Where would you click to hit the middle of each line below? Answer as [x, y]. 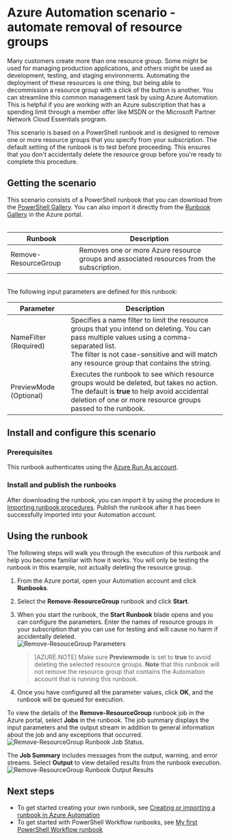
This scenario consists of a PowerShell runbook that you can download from [115, 200]
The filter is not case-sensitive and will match [144, 354]
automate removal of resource [95, 27]
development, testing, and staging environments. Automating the [99, 75]
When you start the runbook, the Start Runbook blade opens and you [115, 614]
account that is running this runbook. [86, 679]
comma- [177, 337]
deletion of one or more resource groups [136, 399]
